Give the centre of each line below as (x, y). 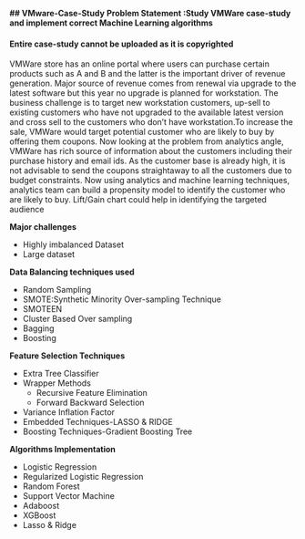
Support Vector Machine (69, 496)
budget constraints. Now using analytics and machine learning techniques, (149, 181)
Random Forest (51, 486)
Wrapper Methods (56, 383)
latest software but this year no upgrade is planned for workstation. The (144, 93)
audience (27, 210)
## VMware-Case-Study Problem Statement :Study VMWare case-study (150, 13)
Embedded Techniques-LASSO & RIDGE (97, 422)
